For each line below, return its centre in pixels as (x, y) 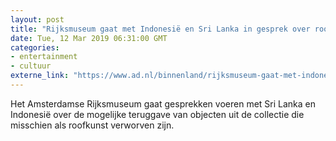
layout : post (37, 19)
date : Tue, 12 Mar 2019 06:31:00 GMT (89, 38)
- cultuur (31, 66)
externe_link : (40, 76)
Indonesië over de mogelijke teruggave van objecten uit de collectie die (157, 114)
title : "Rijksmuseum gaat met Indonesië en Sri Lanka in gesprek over (160, 29)
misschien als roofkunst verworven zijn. (92, 125)
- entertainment (44, 57)
